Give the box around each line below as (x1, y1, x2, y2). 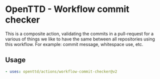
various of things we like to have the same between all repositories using (5, 36, 155, 42)
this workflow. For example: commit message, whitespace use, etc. (5, 41, 143, 47)
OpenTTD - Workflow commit (5, 3, 129, 15)
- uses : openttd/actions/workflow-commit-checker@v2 (5, 69, 117, 74)
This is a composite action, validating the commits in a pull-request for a (5, 30, 154, 36)
